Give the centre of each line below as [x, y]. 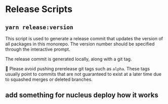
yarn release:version [39, 27]
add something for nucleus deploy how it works [82, 95]
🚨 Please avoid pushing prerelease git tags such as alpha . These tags [78, 69]
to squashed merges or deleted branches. [49, 79]
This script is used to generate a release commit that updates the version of [84, 38]
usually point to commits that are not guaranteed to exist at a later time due [83, 74]
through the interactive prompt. [38, 49]
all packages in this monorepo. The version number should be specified [80, 44]
